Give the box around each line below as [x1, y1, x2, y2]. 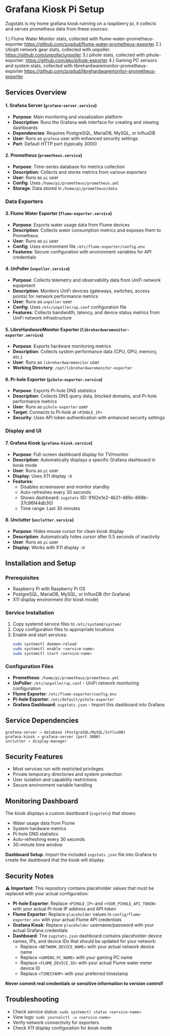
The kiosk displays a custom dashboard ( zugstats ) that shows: [5, 810, 137, 817]
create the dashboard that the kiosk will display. [5, 857, 105, 863]
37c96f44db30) [20, 499, 53, 506]
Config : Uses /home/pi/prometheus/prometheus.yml [12, 179, 119, 186]
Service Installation [5, 609, 54, 616]
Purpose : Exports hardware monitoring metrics [12, 343, 112, 349]
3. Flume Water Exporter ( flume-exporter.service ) [5, 210, 113, 216]
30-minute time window [12, 842, 63, 848]
